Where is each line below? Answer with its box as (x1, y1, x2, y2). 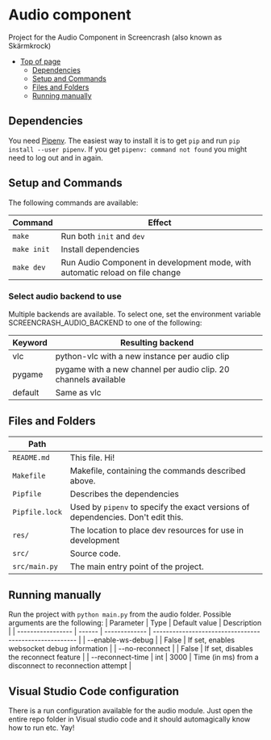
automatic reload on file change (60, 266, 181, 278)
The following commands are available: (8, 198, 139, 207)
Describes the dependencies (69, 488, 179, 500)
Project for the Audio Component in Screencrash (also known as (8, 32, 223, 42)
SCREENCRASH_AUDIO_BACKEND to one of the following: (8, 317, 202, 328)
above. (69, 475, 96, 486)
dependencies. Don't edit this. (69, 511, 184, 522)
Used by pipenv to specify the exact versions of (69, 501, 250, 512)
